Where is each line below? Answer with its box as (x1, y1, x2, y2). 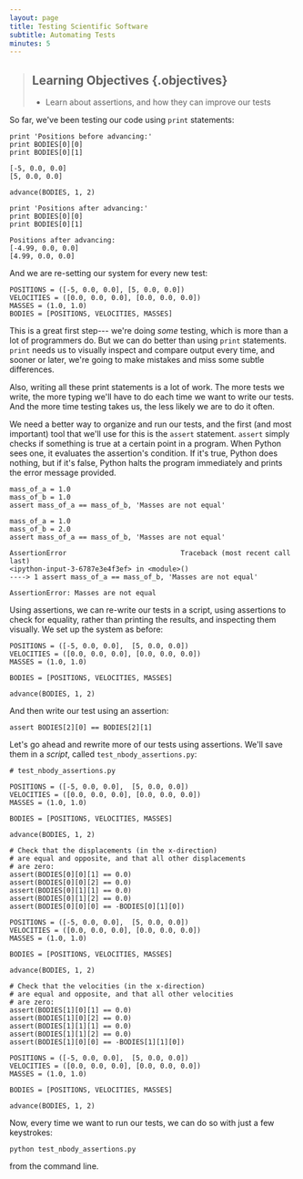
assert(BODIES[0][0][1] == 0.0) (9, 870, 132, 880)
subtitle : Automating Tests (9, 30, 116, 39)
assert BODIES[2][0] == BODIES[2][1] (9, 723, 153, 732)
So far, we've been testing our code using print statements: (9, 115, 235, 126)
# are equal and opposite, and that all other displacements (9, 854, 247, 864)
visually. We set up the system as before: (9, 624, 164, 635)
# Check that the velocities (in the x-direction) (9, 982, 206, 991)
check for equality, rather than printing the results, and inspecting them (9, 615, 277, 626)
